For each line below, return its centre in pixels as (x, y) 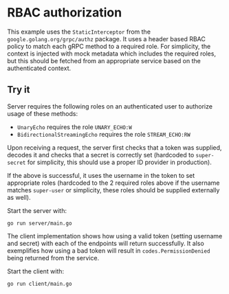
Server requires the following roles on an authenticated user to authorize (110, 106)
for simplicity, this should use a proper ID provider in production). (119, 162)
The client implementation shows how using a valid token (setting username (115, 236)
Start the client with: (35, 271)
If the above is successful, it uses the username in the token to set (101, 175)
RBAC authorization (65, 13)
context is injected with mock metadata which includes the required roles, (112, 54)
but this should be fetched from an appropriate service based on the (104, 60)
